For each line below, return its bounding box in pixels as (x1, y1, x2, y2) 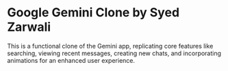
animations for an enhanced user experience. (7, 56, 136, 64)
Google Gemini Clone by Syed (7, 5, 180, 20)
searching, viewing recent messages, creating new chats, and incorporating (7, 49, 221, 57)
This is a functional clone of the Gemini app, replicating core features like (7, 42, 214, 50)
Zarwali (7, 19, 51, 35)
